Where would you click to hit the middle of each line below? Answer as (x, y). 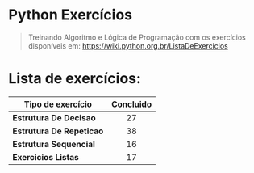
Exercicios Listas (46, 157)
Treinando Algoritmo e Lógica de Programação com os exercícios (137, 37)
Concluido (131, 104)
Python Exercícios (71, 15)
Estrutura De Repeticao (58, 131)
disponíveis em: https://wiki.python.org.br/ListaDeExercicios (128, 45)
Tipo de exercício (58, 104)
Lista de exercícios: (75, 79)
